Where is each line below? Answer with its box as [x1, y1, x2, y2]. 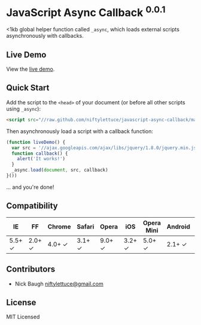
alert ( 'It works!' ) [17, 156, 66, 162]
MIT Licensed [6, 313, 40, 321]
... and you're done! [6, 183, 54, 191]
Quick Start [6, 83, 50, 93]
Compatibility [6, 201, 58, 211]
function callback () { [11, 151, 68, 157]
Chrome [47, 222, 71, 231]
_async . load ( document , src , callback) [11, 167, 109, 173]
